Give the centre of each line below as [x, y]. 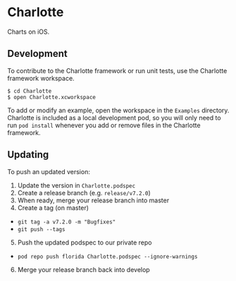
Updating [28, 155]
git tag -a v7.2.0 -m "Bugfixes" [67, 222]
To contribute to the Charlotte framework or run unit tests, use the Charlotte [117, 70]
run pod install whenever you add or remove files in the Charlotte [104, 125]
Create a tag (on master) [53, 207]
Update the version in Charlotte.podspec [76, 185]
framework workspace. [41, 78]
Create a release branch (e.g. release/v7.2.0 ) [84, 192]
